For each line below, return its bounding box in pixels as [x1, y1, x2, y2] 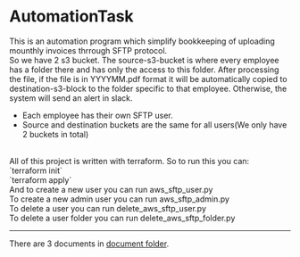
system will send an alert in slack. [9, 92, 133, 104]
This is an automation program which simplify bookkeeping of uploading [9, 36, 275, 46]
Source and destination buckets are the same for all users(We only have [21, 119, 287, 130]
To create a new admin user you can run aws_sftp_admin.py [9, 194, 230, 204]
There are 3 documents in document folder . [9, 238, 170, 249]
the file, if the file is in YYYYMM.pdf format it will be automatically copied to [9, 73, 287, 84]
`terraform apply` [9, 174, 72, 185]
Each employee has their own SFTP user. [21, 110, 173, 120]
